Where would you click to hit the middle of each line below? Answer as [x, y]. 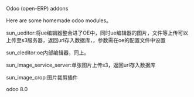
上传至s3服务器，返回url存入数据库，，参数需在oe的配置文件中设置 [86, 40]
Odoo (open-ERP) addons [37, 8]
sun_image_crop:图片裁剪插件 [42, 77]
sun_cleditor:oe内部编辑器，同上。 [48, 53]
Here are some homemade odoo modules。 [59, 20]
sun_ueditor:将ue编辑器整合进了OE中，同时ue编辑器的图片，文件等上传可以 [97, 33]
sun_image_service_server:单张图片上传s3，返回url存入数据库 [81, 65]
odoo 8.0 [17, 89]
